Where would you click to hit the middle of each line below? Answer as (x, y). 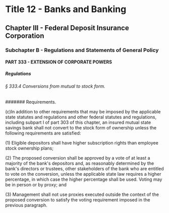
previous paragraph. (26, 205)
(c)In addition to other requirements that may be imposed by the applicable (83, 111)
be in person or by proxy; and (36, 184)
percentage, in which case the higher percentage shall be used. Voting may (84, 179)
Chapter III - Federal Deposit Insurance (67, 28)
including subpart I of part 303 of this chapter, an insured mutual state (78, 122)
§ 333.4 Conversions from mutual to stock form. (55, 86)
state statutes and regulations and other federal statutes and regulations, (81, 117)
